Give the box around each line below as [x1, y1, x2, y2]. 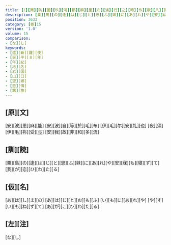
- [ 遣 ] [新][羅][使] [5, 50, 44, 55]
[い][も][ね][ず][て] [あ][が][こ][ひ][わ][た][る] [5, 203, 99, 209]
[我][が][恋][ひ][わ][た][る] [5, 166, 60, 172]
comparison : [5, 36, 31, 41]
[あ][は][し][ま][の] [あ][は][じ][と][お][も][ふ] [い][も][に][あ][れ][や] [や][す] [5, 197, 164, 203]
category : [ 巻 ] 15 [5, 21, 42, 27]
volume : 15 [5, 31, 28, 36]
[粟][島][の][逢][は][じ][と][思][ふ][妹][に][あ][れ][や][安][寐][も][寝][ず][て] [5, 160, 160, 166]
